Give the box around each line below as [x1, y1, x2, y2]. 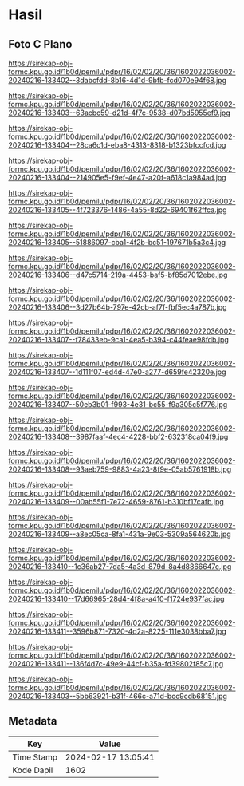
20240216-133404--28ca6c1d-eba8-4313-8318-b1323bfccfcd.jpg [8, 140, 226, 149]
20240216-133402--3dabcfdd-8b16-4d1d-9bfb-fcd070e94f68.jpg [8, 76, 227, 85]
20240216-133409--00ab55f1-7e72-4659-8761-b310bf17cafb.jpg [8, 497, 225, 506]
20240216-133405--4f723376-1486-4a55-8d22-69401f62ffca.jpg [8, 205, 227, 215]
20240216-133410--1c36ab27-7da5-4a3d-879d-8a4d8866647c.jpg [8, 562, 232, 571]
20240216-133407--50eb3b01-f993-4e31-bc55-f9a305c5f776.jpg [8, 400, 228, 409]
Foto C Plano [8, 38, 73, 51]
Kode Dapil [12, 764, 53, 776]
